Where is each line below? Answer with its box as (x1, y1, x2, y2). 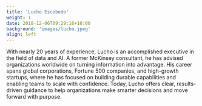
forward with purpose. (6, 93, 62, 101)
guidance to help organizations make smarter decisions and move (23, 87, 188, 94)
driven (6, 87, 22, 94)
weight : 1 (6, 15, 32, 21)
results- (177, 80, 197, 88)
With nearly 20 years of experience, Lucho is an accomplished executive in (6, 48, 194, 55)
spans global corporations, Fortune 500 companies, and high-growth (6, 67, 179, 75)
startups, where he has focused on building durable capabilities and (6, 74, 177, 81)
